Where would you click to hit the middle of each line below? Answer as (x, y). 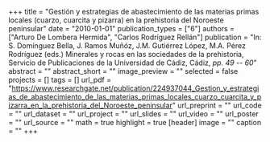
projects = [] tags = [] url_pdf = (60, 80)
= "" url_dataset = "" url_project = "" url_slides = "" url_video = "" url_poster (134, 114)
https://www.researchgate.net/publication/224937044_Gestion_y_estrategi (135, 88)
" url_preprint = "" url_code (217, 105)
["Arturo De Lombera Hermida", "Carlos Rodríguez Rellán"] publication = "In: (135, 37)
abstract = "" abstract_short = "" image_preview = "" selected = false (123, 71)
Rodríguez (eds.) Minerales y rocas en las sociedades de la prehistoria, (126, 54)
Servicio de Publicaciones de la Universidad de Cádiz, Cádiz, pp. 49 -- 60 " (133, 63)
